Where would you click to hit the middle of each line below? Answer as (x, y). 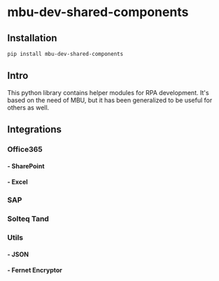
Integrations (34, 130)
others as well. (28, 107)
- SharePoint (26, 166)
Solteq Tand (28, 219)
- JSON (18, 254)
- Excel (17, 182)
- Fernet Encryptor (35, 271)
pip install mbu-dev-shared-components (65, 54)
